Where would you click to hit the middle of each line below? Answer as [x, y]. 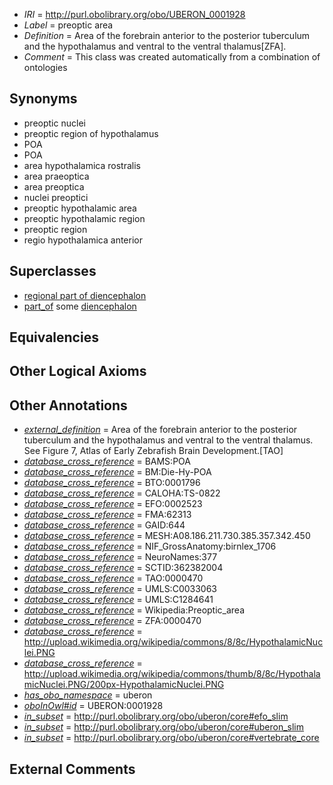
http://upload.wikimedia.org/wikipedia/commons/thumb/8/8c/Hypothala [172, 674]
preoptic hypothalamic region [84, 218]
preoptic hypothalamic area [80, 208]
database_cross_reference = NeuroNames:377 [120, 557]
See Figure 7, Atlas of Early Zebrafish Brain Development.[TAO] [153, 451]
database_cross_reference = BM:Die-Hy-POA [117, 472]
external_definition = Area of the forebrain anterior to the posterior [160, 430]
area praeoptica [56, 176]
